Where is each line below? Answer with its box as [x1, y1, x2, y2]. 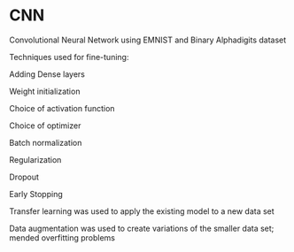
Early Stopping [9, 188, 64, 199]
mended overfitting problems [9, 232, 116, 243]
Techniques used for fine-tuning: [9, 51, 129, 62]
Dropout [9, 172, 40, 182]
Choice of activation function [9, 103, 115, 113]
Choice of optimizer [9, 120, 81, 131]
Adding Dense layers [9, 68, 86, 80]
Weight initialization [9, 86, 81, 96]
